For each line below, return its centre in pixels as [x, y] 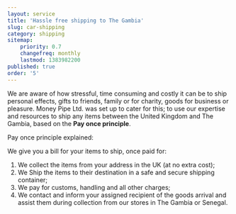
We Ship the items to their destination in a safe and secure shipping [116, 172]
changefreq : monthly [50, 54]
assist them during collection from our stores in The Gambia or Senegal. [123, 202]
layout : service [31, 14]
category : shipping [36, 34]
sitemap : [20, 40]
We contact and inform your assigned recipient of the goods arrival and [122, 195]
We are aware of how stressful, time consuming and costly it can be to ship [117, 94]
